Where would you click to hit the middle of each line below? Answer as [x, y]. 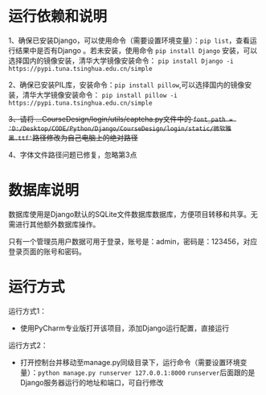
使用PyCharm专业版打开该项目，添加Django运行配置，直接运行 [125, 328]
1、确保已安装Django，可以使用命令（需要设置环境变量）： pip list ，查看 [129, 40]
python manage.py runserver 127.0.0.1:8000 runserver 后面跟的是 [146, 372]
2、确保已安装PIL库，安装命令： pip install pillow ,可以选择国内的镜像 [127, 85]
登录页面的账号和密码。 [47, 252]
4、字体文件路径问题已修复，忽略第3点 [73, 155]
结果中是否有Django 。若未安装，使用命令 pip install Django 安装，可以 [136, 50]
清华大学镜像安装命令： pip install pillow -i [100, 94]
